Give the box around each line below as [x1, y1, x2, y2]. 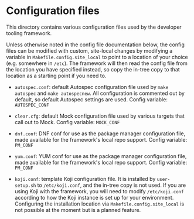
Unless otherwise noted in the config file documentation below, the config [6, 41, 185, 48]
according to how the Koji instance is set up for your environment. [14, 194, 174, 201]
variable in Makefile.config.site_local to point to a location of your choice [6, 53, 189, 60]
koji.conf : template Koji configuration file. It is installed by [14, 175, 156, 182]
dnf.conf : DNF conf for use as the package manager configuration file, [14, 130, 186, 137]
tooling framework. [6, 29, 52, 36]
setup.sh [14, 183, 36, 189]
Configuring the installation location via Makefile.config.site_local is [14, 200, 185, 207]
